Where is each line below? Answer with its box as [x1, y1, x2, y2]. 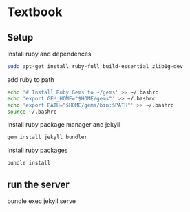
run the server [7, 178, 70, 190]
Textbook [7, 4, 63, 20]
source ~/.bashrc [7, 108, 57, 115]
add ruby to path [7, 75, 54, 83]
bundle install [7, 160, 51, 167]
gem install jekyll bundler [7, 134, 88, 141]
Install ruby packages [7, 146, 68, 155]
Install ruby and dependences [7, 50, 92, 58]
